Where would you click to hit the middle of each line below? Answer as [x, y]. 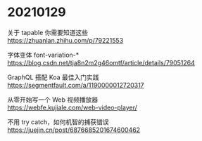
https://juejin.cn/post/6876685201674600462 [74, 130]
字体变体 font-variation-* [43, 55]
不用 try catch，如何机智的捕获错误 [58, 122]
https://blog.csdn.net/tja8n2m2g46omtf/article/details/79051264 [101, 62]
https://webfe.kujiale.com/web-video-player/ [72, 107]
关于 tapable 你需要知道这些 [48, 32]
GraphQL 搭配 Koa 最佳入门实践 [53, 77]
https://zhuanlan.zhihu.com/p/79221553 [65, 40]
